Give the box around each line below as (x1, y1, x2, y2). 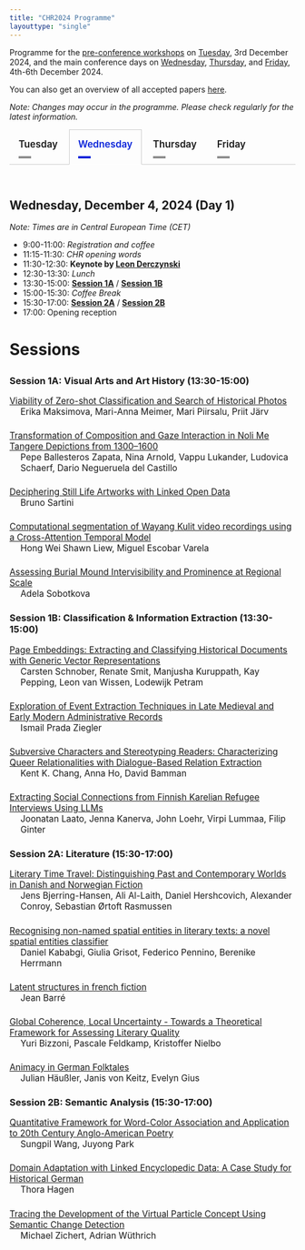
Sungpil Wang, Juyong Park (20, 1138, 134, 1151)
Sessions (9, 338, 81, 359)
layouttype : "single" (9, 22, 92, 31)
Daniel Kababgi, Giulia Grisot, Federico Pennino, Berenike (20, 946, 256, 958)
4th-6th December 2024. (9, 66, 103, 77)
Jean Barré (20, 992, 66, 1003)
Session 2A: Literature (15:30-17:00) (9, 848, 174, 861)
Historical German (9, 1173, 84, 1185)
